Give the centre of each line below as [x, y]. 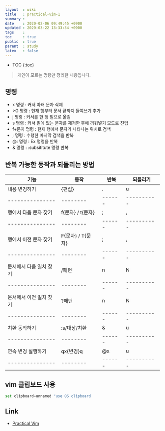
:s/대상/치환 [74, 328]
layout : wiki [21, 10]
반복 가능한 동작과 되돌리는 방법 [50, 164]
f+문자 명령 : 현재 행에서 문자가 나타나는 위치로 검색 [61, 129]
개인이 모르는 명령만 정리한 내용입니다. [54, 75]
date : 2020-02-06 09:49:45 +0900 [44, 23]
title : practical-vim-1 [33, 14]
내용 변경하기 [22, 189]
